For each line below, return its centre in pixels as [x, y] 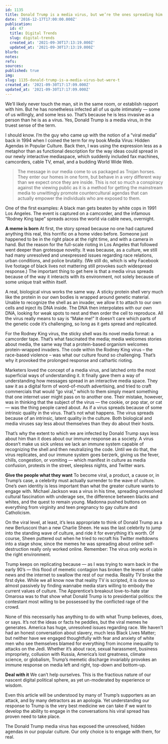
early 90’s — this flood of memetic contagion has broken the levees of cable [84, 569]
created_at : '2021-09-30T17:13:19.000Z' [52, 43]
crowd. [12, 607]
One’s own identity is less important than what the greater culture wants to [82, 486]
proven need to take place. [33, 716]
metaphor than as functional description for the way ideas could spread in [81, 151]
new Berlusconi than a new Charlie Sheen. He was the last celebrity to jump [83, 528]
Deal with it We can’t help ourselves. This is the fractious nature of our [78, 675]
